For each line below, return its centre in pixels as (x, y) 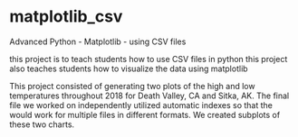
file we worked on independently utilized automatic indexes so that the (141, 105)
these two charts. (42, 124)
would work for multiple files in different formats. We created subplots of (145, 114)
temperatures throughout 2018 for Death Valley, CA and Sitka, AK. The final (149, 96)
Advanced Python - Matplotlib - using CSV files (98, 41)
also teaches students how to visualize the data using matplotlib (129, 68)
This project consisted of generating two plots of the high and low (132, 86)
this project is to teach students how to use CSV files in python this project (149, 59)
